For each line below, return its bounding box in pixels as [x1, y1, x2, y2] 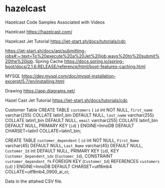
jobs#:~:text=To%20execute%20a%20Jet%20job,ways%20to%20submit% [5, 53, 160, 59]
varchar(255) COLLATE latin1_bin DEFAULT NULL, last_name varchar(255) [5, 112, 154, 118]
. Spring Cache [33, 58, 63, 64]
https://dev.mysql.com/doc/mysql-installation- [21, 73, 116, 79]
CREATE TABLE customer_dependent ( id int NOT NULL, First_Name [5, 137, 139, 143]
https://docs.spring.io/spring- [64, 58, 125, 64]
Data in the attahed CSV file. [5, 178, 63, 184]
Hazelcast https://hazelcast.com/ [5, 29, 72, 34]
